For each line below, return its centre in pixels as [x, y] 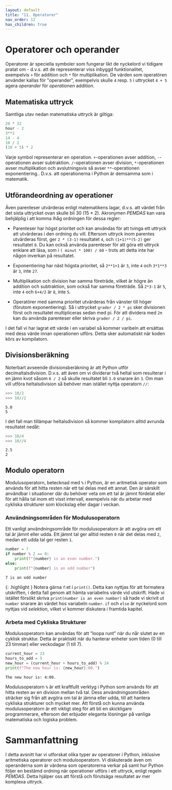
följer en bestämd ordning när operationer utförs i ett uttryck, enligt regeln [83, 771]
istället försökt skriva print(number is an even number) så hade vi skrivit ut [85, 598]
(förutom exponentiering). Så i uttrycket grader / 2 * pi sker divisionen [89, 307]
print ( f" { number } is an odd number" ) [55, 568]
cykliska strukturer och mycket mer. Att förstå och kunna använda [75, 703]
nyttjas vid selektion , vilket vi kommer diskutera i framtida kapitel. [74, 609]
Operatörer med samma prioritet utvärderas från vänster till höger [82, 302]
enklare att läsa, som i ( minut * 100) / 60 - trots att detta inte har [83, 250]
